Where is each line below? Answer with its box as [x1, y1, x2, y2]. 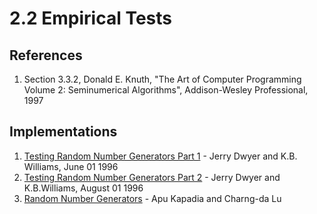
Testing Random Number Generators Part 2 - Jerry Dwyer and [23, 171, 281, 183]
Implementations [9, 123, 118, 141]
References [9, 47, 83, 64]
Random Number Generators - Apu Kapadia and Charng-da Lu [23, 192, 282, 204]
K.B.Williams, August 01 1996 [23, 182, 144, 194]
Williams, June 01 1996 [23, 160, 119, 172]
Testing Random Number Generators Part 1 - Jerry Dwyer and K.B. [23, 150, 298, 162]
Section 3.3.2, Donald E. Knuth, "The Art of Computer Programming [23, 73, 302, 85]
